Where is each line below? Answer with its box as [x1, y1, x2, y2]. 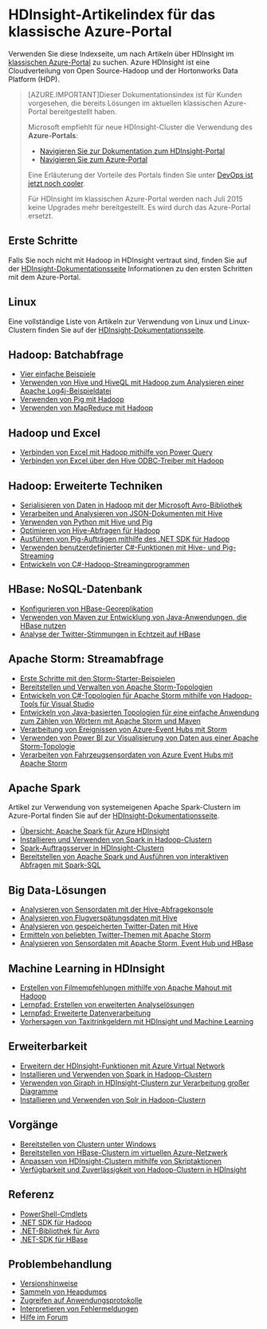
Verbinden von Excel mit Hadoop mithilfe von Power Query [19, 448, 213, 457]
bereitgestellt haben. [49, 106, 117, 116]
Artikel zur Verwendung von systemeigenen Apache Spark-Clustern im [8, 803, 241, 812]
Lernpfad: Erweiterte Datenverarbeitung [19, 1008, 151, 1018]
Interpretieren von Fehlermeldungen [19, 1304, 139, 1314]
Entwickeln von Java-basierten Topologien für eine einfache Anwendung [19, 708, 260, 717]
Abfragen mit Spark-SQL [19, 860, 101, 870]
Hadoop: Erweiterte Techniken [8, 479, 163, 492]
